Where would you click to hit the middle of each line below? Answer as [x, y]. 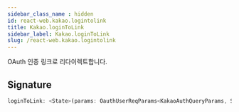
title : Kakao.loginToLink [46, 27]
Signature [30, 85]
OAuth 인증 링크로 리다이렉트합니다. [58, 62]
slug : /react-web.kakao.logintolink [62, 41]
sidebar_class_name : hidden [51, 14]
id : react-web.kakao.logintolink [57, 21]
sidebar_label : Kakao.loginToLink [59, 34]
